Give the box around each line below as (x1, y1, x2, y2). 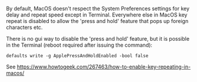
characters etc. (6, 24, 43, 31)
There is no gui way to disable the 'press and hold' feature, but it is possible (6, 35, 190, 42)
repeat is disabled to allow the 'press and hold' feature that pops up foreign (6, 18, 189, 24)
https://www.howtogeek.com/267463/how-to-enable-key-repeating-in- (16, 63, 191, 70)
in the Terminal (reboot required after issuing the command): (6, 41, 153, 48)
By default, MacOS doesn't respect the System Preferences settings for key (6, 5, 190, 12)
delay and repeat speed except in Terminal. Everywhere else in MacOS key (6, 11, 188, 18)
